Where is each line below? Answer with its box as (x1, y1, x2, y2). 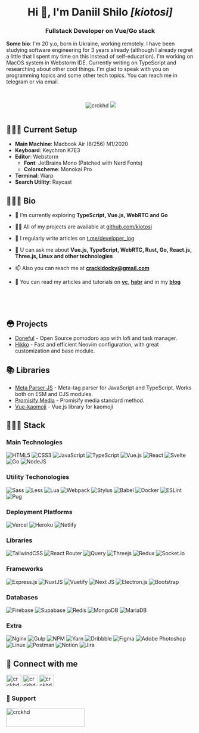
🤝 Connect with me (6, 658, 78, 669)
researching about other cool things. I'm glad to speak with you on (6, 66, 169, 73)
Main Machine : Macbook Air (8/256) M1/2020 (14, 140, 129, 148)
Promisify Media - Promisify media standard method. (14, 397, 145, 404)
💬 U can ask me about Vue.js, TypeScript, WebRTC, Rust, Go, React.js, (14, 246, 192, 253)
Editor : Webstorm (14, 153, 58, 160)
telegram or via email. (6, 78, 60, 85)
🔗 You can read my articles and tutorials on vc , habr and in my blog (14, 279, 181, 286)
